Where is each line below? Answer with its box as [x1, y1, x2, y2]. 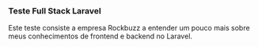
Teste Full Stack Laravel [8, 5, 101, 16]
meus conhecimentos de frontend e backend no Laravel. [8, 31, 192, 41]
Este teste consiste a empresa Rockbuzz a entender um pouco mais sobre [8, 23, 251, 33]
